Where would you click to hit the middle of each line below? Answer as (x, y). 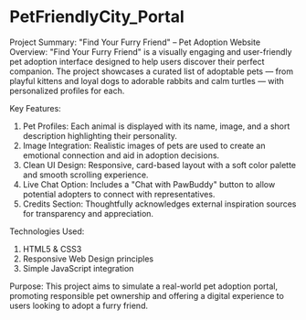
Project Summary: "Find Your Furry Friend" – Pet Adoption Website (135, 42)
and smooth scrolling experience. (85, 175)
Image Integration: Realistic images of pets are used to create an (144, 145)
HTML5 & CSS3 (52, 249)
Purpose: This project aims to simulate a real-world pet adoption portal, (144, 286)
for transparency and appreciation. (88, 213)
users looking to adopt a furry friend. (79, 305)
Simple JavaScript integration (78, 268)
